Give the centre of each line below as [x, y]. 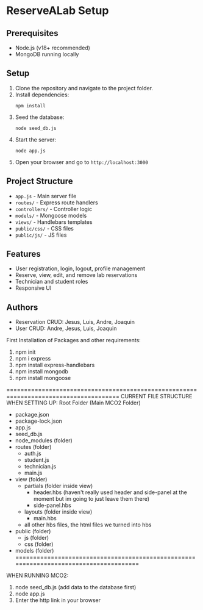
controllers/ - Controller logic [54, 209]
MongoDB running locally [47, 54]
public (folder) [33, 531]
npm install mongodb [42, 371]
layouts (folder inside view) [58, 512]
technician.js [40, 467]
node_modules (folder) [44, 440]
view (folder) [31, 479]
